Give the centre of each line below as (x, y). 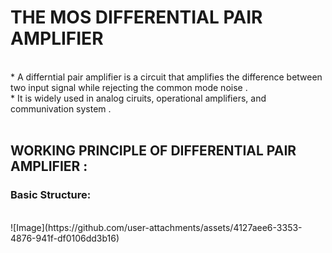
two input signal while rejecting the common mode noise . (129, 87)
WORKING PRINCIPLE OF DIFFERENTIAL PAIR (153, 151)
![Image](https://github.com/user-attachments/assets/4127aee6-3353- (156, 227)
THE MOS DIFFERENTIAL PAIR (136, 17)
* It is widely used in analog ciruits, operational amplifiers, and (138, 98)
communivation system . (61, 108)
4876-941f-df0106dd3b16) (65, 238)
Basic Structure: (51, 195)
